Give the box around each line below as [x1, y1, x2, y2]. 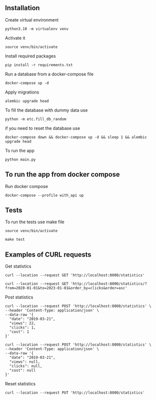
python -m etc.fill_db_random [5, 117, 67, 121]
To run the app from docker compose [5, 170, 120, 179]
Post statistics [5, 294, 33, 300]
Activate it [5, 35, 25, 41]
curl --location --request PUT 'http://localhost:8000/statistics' [5, 390, 145, 396]
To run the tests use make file [5, 219, 65, 225]
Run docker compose [5, 183, 48, 189]
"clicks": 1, [9, 325, 36, 330]
